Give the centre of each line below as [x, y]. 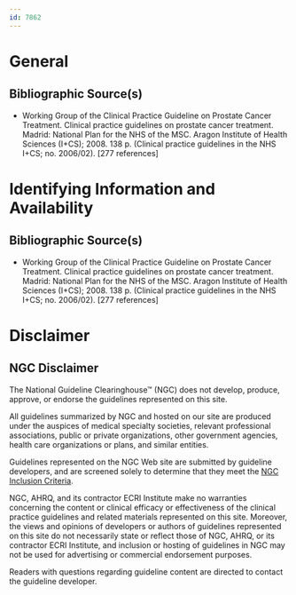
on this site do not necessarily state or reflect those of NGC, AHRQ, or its [142, 535]
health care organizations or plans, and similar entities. [109, 444]
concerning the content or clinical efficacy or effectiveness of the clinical [143, 507]
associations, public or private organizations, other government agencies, [144, 435]
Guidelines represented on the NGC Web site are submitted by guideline [140, 462]
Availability [51, 207]
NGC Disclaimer [54, 368]
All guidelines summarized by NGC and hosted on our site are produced [140, 416]
